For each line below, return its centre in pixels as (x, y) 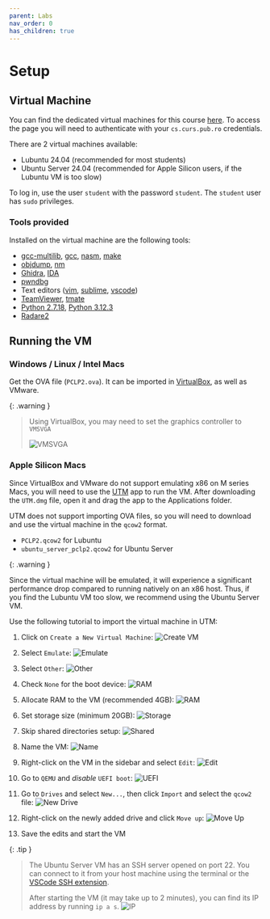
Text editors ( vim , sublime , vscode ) (79, 290)
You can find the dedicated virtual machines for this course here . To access (135, 120)
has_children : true (42, 31)
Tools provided (39, 222)
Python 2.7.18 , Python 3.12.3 (67, 307)
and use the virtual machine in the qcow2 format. (89, 524)
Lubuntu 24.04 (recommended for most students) (103, 160)
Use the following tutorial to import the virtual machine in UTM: (114, 621)
